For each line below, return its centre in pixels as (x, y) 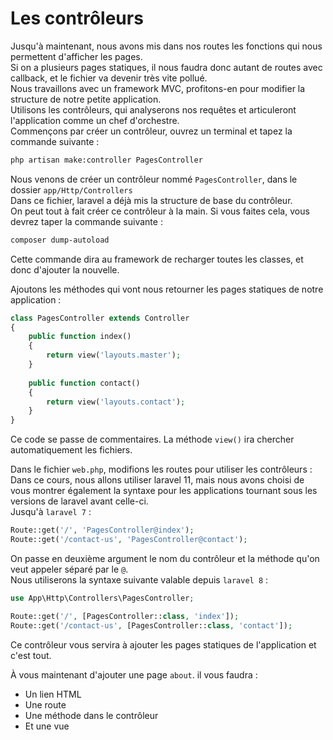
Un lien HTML (53, 694)
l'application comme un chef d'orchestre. (95, 120)
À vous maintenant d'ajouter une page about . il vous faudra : (134, 674)
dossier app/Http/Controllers (71, 189)
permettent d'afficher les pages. (76, 56)
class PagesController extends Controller (100, 318)
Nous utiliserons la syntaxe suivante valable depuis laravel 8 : (139, 579)
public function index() (80, 337)
